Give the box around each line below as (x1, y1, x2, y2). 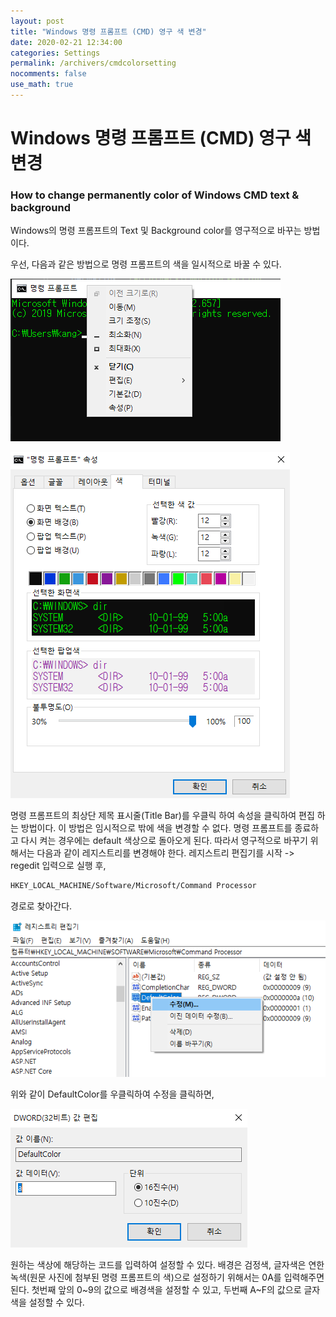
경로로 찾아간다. (10, 900, 73, 912)
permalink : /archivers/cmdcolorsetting (10, 58, 177, 69)
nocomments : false (10, 69, 87, 79)
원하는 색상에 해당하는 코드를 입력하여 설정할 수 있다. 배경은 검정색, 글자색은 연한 (10, 1258, 325, 1270)
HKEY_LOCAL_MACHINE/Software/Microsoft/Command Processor (10, 881, 257, 891)
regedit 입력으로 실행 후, (10, 860, 107, 872)
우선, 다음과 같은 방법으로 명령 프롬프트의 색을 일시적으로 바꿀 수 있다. (10, 258, 282, 270)
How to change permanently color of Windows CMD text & (10, 188, 300, 202)
